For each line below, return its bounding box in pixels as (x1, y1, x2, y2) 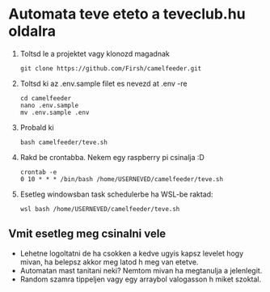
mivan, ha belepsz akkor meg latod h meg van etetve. (19, 256, 199, 267)
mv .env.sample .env (19, 108, 90, 116)
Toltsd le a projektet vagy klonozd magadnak (19, 49, 170, 58)
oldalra (8, 22, 57, 40)
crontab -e (19, 167, 57, 176)
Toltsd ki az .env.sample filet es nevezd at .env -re (19, 78, 188, 88)
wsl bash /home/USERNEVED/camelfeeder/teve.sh (19, 205, 180, 213)
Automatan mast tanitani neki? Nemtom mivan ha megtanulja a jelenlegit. (19, 265, 263, 275)
